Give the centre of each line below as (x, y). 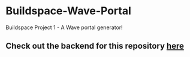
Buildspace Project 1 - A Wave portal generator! (64, 27)
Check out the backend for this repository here (95, 46)
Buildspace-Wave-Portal (68, 11)
